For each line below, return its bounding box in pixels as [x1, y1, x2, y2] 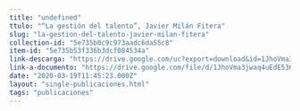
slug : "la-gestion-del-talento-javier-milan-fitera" [9, 30, 210, 38]
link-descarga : [9, 55, 66, 64]
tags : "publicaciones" [9, 88, 94, 97]
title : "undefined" [9, 13, 82, 22]
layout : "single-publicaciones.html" [9, 80, 150, 89]
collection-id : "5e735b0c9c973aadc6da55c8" [9, 38, 174, 47]
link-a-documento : [9, 64, 78, 73]
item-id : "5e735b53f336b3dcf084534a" [9, 47, 150, 55]
